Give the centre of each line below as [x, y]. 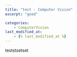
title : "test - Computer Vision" [39, 9]
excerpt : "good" [21, 14]
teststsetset [17, 50]
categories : [17, 23]
